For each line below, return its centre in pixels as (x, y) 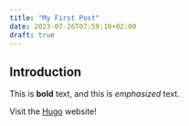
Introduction (46, 72)
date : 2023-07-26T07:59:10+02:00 (73, 26)
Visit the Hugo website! (53, 111)
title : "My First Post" (55, 18)
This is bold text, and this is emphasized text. (94, 94)
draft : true (32, 35)
